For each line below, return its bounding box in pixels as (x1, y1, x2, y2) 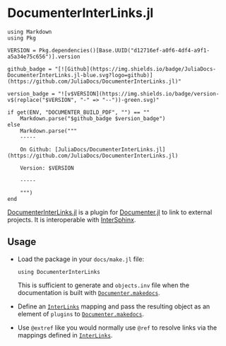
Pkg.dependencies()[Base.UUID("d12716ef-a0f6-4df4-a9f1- (38, 47, 210, 54)
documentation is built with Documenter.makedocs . (17, 288, 160, 296)
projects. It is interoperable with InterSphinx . (7, 215, 136, 224)
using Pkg (7, 34, 37, 42)
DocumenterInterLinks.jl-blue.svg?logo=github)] (7, 71, 153, 79)
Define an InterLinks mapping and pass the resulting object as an (17, 302, 210, 311)
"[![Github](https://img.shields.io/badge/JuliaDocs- (54, 65, 217, 72)
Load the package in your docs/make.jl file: (17, 255, 145, 263)
